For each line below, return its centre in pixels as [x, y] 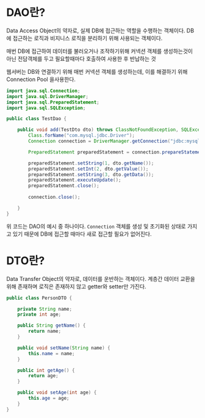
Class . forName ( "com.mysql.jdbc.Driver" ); [82, 136]
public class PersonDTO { [39, 298]
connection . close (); [54, 197]
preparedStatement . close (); [64, 186]
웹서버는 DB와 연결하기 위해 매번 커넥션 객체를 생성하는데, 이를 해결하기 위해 [97, 71]
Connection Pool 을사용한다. [41, 79]
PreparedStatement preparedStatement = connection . [95, 152]
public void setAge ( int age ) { [57, 393]
